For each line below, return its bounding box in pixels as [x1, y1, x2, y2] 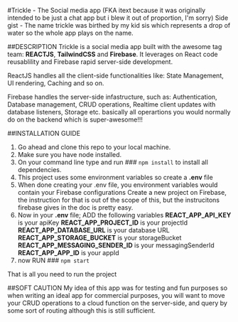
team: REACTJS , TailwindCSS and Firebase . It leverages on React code [7, 50, 218, 58]
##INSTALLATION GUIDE [7, 129, 80, 137]
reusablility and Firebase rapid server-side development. [7, 58, 173, 66]
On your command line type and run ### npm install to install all [17, 158, 208, 166]
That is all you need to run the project [7, 270, 117, 278]
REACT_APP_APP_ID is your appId [17, 249, 119, 257]
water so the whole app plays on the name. [7, 28, 134, 37]
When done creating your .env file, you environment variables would [17, 181, 218, 189]
